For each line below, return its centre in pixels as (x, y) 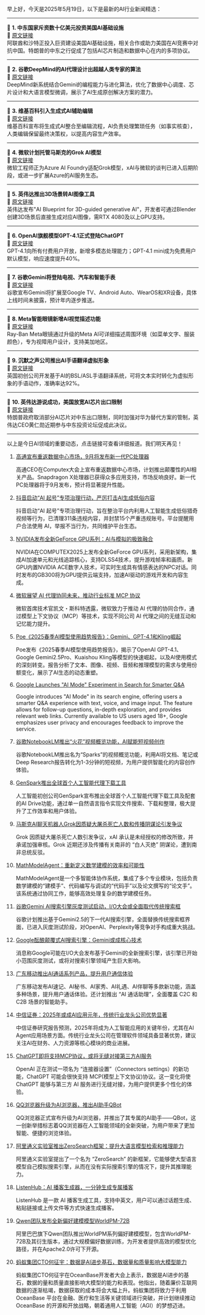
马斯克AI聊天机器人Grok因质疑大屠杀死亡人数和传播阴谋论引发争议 (99, 824)
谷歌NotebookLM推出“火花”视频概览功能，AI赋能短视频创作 (90, 741)
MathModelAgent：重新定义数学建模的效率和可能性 (80, 865)
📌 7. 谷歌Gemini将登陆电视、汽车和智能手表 (61, 277)
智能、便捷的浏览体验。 (45, 1133)
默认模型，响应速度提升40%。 (45, 259)
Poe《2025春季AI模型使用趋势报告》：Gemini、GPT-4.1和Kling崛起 (98, 636)
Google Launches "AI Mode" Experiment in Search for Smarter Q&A (100, 685)
